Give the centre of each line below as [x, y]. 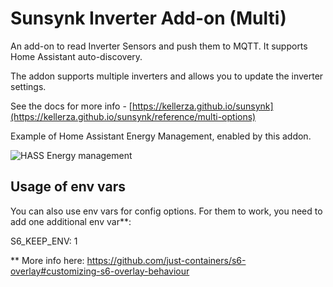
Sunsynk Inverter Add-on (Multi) [148, 18]
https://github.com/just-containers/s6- [166, 260]
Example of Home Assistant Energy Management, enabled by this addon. [161, 136]
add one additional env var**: [71, 221]
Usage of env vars [68, 187]
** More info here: [47, 260]
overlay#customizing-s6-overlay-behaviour [100, 271]
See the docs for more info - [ [71, 106]
